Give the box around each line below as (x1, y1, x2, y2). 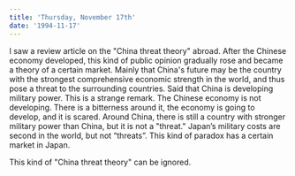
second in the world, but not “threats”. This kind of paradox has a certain (9, 130, 274, 141)
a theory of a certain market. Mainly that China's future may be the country (9, 64, 283, 75)
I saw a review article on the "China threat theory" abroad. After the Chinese (9, 45, 287, 56)
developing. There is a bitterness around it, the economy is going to (9, 102, 255, 112)
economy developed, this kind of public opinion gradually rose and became (9, 55, 284, 65)
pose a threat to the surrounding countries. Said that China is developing (9, 83, 274, 94)
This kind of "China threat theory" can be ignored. (9, 157, 192, 167)
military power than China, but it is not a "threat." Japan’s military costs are (9, 120, 281, 131)
